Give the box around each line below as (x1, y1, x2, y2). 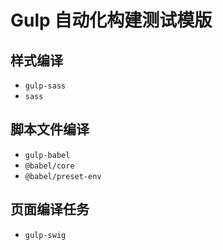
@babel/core (24, 161, 75, 171)
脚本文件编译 (10, 121, 90, 138)
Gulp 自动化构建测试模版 (10, 9, 213, 32)
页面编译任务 (10, 201, 90, 218)
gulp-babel (24, 150, 71, 160)
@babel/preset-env (24, 171, 102, 181)
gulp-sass (24, 81, 67, 91)
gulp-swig (24, 230, 67, 240)
